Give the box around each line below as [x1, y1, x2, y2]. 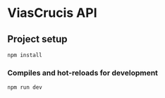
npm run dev [7, 84, 42, 91]
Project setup [7, 33, 68, 45]
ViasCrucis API [7, 5, 97, 21]
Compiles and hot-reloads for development [7, 68, 159, 78]
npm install [7, 51, 42, 59]
